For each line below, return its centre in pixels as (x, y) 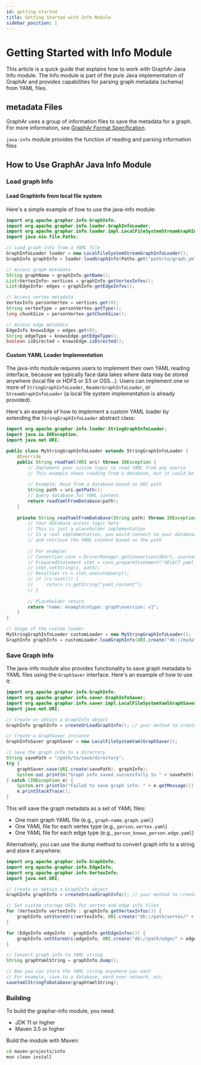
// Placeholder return (56, 601)
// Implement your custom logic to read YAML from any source (107, 468)
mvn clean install (29, 1057)
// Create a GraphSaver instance (48, 736)
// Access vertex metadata (40, 297)
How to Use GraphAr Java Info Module (79, 164)
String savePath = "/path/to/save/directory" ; (65, 758)
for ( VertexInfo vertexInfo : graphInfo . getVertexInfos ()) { (84, 911)
